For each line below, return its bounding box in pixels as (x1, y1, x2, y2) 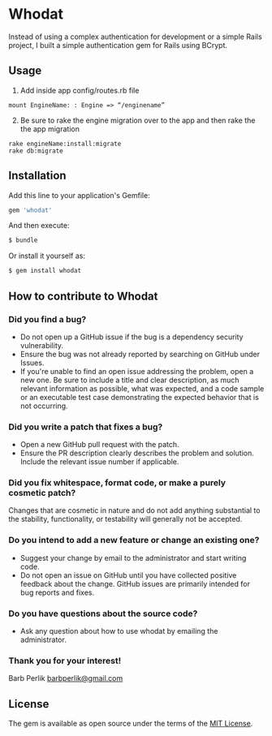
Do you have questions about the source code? (8, 608, 198, 619)
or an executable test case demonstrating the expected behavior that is (19, 392, 260, 402)
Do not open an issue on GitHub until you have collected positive (19, 570, 237, 580)
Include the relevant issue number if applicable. (19, 457, 179, 467)
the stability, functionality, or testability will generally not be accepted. (8, 514, 243, 524)
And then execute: (8, 221, 70, 230)
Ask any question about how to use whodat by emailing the (19, 626, 218, 636)
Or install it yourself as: (8, 251, 85, 260)
